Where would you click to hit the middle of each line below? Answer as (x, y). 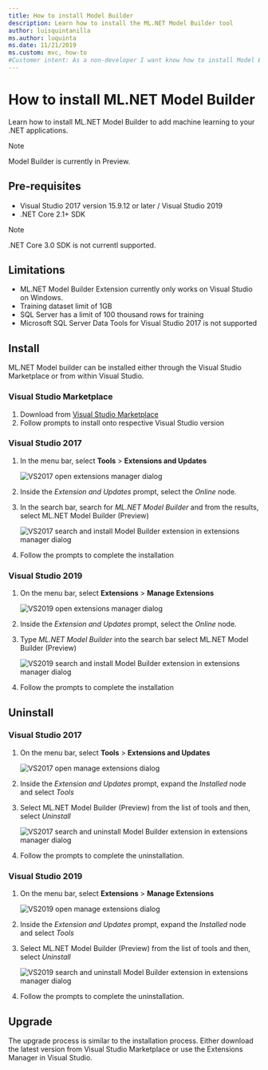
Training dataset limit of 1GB (66, 306)
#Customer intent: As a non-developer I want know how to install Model (132, 61)
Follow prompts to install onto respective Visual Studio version (122, 422)
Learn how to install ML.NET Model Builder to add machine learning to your (132, 121)
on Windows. (41, 298)
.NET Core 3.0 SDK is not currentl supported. (82, 245)
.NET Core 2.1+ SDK (53, 214)
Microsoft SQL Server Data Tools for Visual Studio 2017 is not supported (138, 323)
